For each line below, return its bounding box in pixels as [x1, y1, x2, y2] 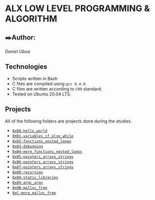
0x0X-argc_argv [12, 180, 43, 185]
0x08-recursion [12, 170, 43, 175]
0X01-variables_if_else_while [12, 133, 74, 139]
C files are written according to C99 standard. [12, 86, 102, 91]
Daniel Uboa [5, 49, 30, 54]
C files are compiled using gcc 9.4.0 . [12, 81, 87, 87]
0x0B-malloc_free [12, 185, 48, 190]
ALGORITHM [5, 13, 58, 24]
